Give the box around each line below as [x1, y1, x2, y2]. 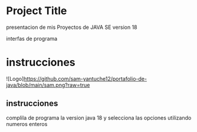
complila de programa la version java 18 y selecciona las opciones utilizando [6, 114, 192, 121]
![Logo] [6, 75, 24, 82]
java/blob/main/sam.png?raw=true [6, 81, 90, 88]
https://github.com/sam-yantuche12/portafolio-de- [23, 75, 147, 82]
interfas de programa [6, 35, 58, 42]
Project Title [6, 4, 67, 18]
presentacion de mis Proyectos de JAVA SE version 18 [6, 24, 137, 31]
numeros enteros [6, 120, 48, 127]
